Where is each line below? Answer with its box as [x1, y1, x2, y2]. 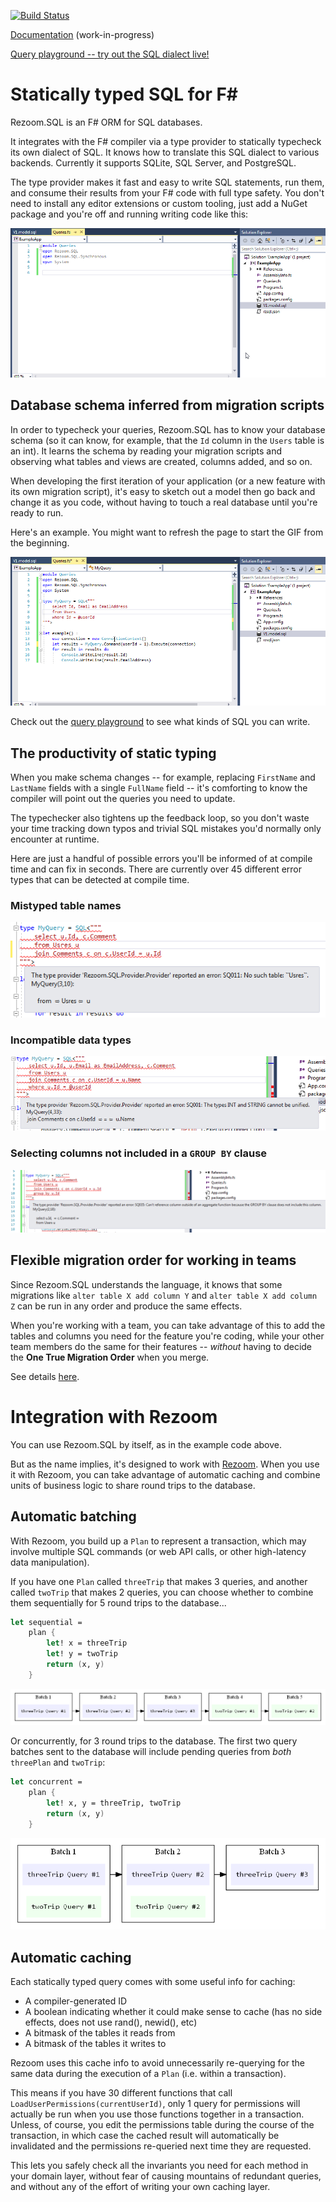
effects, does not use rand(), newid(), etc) [24, 2016, 198, 2029]
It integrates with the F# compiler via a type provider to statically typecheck [10, 135, 322, 147]
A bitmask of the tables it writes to [24, 2038, 167, 2050]
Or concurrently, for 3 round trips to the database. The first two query [10, 1735, 298, 1747]
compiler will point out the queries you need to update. [10, 793, 236, 805]
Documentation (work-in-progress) [10, 29, 155, 40]
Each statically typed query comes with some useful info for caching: [10, 1976, 296, 1988]
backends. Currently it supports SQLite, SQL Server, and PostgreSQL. [10, 156, 297, 169]
